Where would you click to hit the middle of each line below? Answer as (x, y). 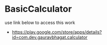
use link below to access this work (40, 22)
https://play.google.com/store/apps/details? (57, 32)
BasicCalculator (38, 9)
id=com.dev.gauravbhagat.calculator (50, 37)
